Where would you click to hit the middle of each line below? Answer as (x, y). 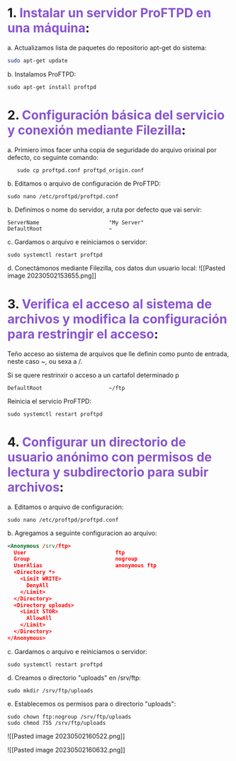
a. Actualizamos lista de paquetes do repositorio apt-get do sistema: (107, 47)
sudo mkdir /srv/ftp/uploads (50, 691)
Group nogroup (76, 559)
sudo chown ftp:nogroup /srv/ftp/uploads (69, 716)
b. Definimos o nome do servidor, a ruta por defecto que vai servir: (105, 210)
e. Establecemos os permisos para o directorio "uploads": (92, 704)
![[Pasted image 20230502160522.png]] (66, 736)
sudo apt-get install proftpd (52, 87)
